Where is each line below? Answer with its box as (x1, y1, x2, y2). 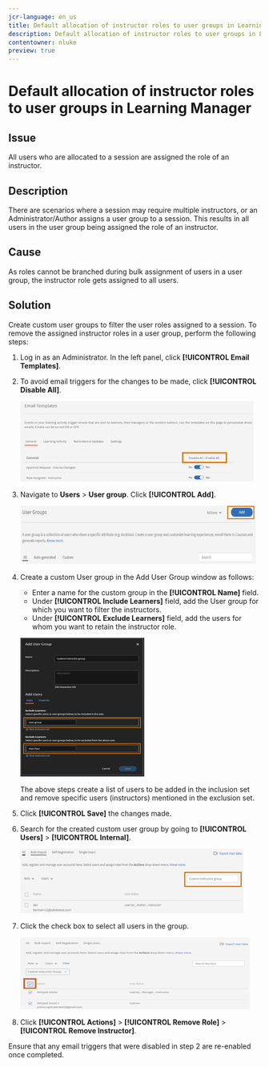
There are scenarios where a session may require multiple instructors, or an (8, 205, 258, 215)
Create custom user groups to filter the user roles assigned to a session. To (8, 320, 257, 329)
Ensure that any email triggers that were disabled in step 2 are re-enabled (8, 1041, 251, 1051)
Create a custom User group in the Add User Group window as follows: (19, 572, 255, 582)
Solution (8, 299, 51, 312)
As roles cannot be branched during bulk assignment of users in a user (8, 267, 243, 276)
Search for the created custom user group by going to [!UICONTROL (19, 823, 247, 833)
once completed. (8, 1049, 64, 1059)
